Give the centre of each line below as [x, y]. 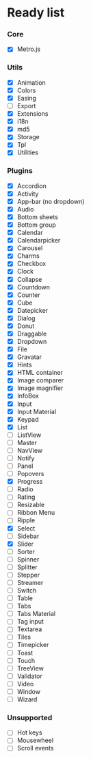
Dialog [26, 318]
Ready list [36, 13]
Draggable [32, 334]
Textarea [29, 629]
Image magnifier [40, 388]
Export [26, 106]
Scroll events [35, 748]
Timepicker [33, 645]
